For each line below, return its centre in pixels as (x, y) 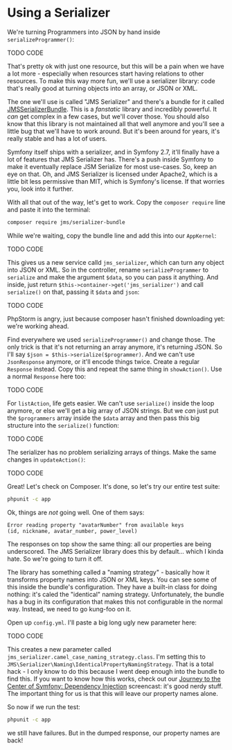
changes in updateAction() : (46, 460)
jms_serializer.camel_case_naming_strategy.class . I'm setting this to (106, 656)
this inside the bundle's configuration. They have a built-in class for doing (112, 586)
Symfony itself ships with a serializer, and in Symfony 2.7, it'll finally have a (114, 152)
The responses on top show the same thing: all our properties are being (109, 544)
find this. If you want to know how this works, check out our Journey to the (114, 679)
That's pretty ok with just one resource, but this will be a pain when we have (116, 66)
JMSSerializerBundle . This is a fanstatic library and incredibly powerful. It (112, 109)
